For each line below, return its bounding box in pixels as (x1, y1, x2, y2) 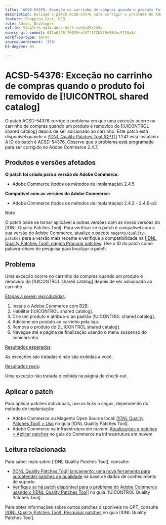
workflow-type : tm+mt (5, 35, 50, 40)
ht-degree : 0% (5, 44, 35, 49)
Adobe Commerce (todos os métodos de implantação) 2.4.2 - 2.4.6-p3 (12, 200, 157, 206)
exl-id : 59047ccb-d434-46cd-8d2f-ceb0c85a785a (5, 26, 103, 31)
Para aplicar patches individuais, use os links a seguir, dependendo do (5, 401, 149, 406)
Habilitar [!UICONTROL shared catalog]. (12, 308, 94, 315)
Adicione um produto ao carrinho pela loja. (12, 319, 100, 325)
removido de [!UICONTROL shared (5, 91, 149, 102)
